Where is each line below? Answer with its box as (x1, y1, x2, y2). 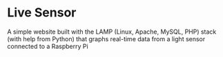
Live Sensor (7, 5, 77, 21)
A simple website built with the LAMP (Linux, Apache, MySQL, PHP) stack (7, 27, 217, 36)
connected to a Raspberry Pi (7, 42, 88, 50)
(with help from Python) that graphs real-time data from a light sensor (7, 34, 206, 43)
